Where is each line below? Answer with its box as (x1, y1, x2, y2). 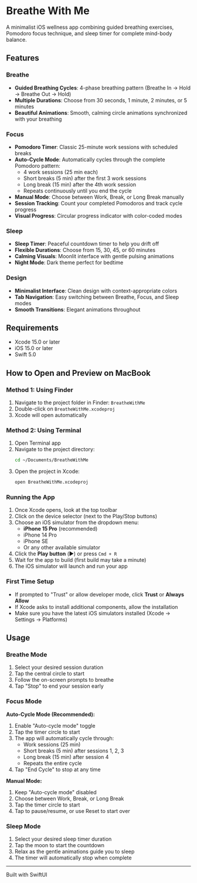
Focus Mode (6, 697, 42, 705)
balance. (6, 36, 28, 43)
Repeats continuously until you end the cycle (23, 187, 132, 194)
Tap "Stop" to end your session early (14, 682, 104, 689)
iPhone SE (23, 538, 49, 545)
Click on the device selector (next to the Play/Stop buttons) (14, 513, 157, 520)
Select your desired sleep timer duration (14, 835, 112, 842)
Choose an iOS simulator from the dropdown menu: (14, 519, 140, 526)
